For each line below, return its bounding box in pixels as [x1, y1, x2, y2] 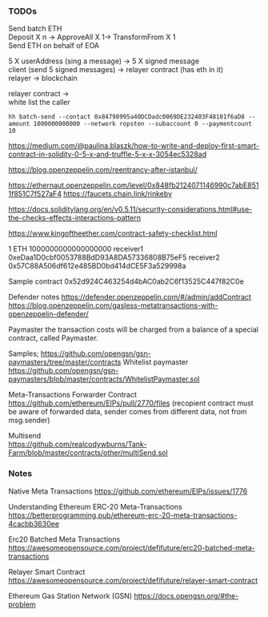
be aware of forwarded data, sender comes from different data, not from [8, 407, 247, 417]
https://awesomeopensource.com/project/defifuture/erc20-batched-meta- [8, 542, 256, 552]
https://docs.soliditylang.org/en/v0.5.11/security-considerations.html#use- [8, 204, 253, 214]
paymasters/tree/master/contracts [8, 357, 122, 367]
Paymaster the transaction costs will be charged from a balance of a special [8, 325, 258, 334]
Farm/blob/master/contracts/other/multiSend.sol [8, 448, 168, 458]
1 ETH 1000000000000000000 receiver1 [8, 244, 144, 254]
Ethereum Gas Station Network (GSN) [8, 591, 133, 600]
